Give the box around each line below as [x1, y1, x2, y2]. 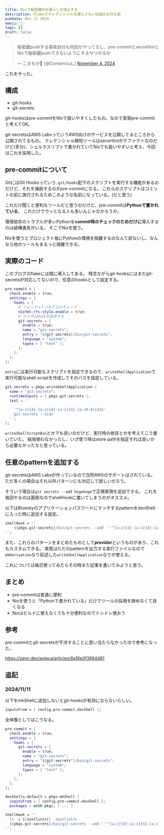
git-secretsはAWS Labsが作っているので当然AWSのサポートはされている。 [5, 472, 155, 478]
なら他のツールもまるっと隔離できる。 [5, 241, 82, 247]
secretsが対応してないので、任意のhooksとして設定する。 [5, 277, 122, 283]
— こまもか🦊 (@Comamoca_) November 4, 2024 [17, 61, 116, 66]
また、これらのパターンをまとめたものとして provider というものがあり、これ [5, 539, 159, 545]
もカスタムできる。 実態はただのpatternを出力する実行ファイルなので [5, 546, 145, 551]
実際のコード [5, 257, 44, 265]
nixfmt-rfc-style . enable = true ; [18, 309, 86, 314]
